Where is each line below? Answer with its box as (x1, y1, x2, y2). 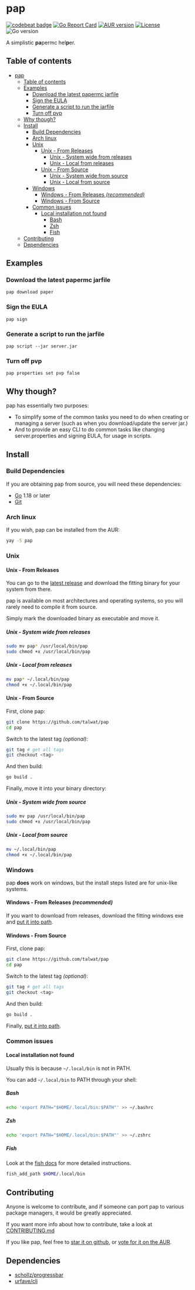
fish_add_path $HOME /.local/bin (6, 1171, 85, 1177)
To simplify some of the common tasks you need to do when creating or (14, 414, 189, 421)
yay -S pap (6, 538, 33, 544)
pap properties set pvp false (6, 371, 80, 376)
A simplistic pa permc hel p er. (6, 39, 76, 46)
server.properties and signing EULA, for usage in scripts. (14, 433, 152, 440)
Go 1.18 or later (14, 492, 51, 499)
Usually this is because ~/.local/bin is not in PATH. (6, 1065, 132, 1072)
